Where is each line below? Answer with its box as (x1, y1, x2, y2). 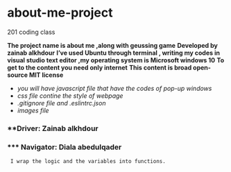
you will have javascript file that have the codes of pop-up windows (17, 84, 212, 92)
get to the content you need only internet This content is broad (7, 63, 192, 71)
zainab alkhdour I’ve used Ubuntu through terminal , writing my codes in (7, 49, 221, 57)
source (7, 71, 28, 79)
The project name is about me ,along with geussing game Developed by (7, 41, 219, 49)
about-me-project (7, 5, 113, 21)
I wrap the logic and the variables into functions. (10, 158, 166, 165)
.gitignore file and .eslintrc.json (17, 98, 106, 107)
